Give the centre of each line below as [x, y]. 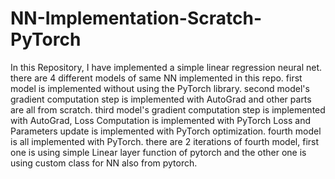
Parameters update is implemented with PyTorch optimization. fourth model [166, 131]
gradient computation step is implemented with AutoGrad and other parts [161, 99]
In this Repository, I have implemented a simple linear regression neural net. [166, 67]
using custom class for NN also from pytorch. [104, 163]
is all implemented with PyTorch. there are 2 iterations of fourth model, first [165, 141]
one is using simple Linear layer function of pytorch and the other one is [158, 152]
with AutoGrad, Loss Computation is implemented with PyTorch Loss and [160, 120]
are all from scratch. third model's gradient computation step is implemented [168, 109]
